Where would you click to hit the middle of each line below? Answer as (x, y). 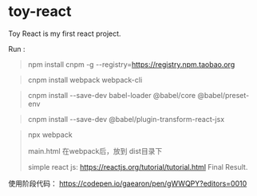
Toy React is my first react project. (65, 33)
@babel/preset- (223, 95)
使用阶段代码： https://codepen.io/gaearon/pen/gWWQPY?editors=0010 (128, 183)
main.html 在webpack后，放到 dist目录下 (95, 151)
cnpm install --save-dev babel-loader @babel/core (112, 95)
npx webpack (50, 135)
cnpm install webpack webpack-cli (85, 80)
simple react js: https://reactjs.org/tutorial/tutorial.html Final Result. (138, 167)
